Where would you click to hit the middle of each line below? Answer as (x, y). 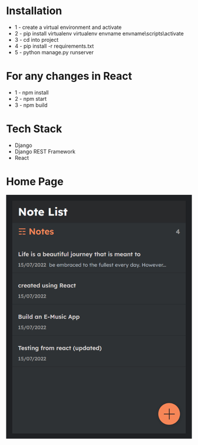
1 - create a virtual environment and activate (68, 27)
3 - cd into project (37, 40)
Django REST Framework (45, 151)
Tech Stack (34, 129)
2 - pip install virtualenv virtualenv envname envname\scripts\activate (99, 33)
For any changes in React (69, 76)
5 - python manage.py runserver (54, 52)
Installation (34, 11)
